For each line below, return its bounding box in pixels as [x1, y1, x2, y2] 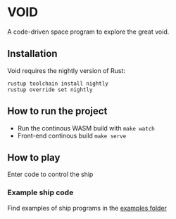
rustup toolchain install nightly [7, 80, 109, 87]
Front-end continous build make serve [17, 131, 127, 140]
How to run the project [7, 105, 108, 117]
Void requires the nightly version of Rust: [7, 66, 125, 74]
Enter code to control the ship [7, 170, 94, 179]
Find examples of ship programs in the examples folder [7, 204, 168, 212]
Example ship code [7, 187, 74, 197]
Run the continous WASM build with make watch [17, 124, 155, 132]
